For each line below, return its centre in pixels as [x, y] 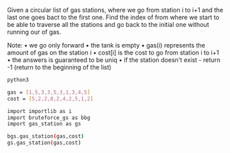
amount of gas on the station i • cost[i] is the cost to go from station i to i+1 [113, 52]
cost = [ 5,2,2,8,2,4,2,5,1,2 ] [50, 99]
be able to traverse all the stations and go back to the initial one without [108, 24]
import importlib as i [39, 111]
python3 [18, 80]
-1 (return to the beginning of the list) [59, 67]
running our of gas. [34, 32]
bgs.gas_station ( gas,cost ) [46, 136]
